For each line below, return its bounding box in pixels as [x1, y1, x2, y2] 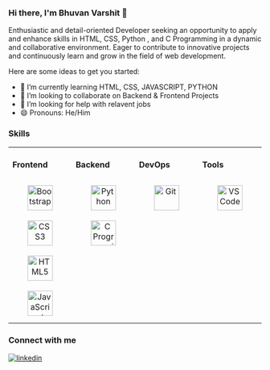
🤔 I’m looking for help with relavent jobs [19, 100, 151, 109]
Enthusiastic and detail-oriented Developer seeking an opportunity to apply [8, 26, 257, 35]
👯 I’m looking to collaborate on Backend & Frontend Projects [19, 91, 219, 101]
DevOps [139, 158, 170, 170]
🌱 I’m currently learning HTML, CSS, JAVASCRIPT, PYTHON [19, 82, 219, 92]
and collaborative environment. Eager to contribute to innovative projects [8, 43, 250, 52]
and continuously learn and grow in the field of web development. [8, 51, 227, 61]
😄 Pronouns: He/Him [19, 108, 91, 117]
